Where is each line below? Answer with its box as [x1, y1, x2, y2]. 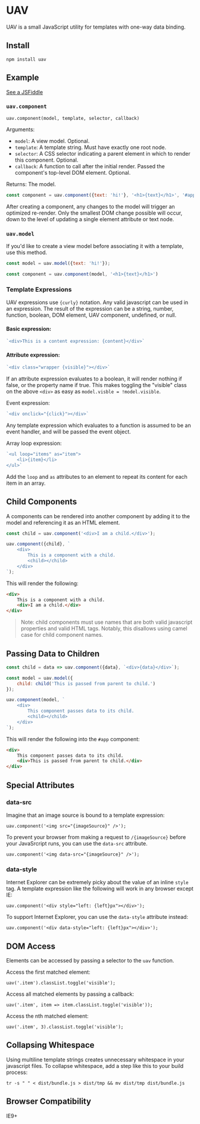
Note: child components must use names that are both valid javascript [20, 618, 193, 626]
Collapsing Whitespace [6, 1040, 95, 1050]
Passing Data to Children [6, 648, 100, 659]
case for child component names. [20, 631, 104, 639]
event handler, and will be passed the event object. [6, 428, 131, 435]
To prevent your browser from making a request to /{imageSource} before [6, 833, 186, 841]
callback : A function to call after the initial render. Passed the [14, 162, 165, 170]
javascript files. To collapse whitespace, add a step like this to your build [6, 1062, 184, 1069]
